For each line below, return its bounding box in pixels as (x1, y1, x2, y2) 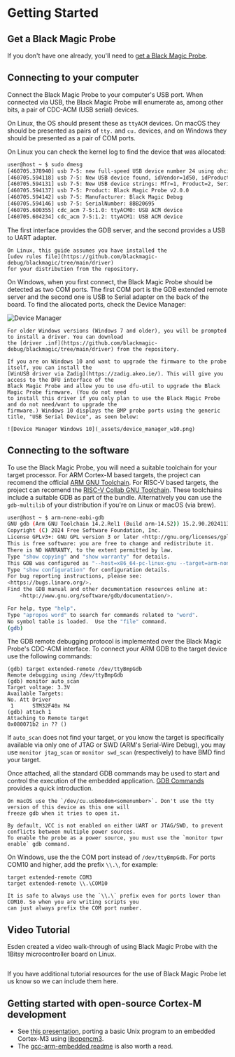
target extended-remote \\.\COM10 (7, 880, 108, 887)
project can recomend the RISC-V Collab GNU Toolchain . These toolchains (7, 486, 222, 494)
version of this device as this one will (7, 804, 130, 811)
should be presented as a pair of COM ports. (7, 133, 136, 142)
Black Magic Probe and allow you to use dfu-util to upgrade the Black (7, 383, 220, 390)
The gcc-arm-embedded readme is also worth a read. (17, 1042, 173, 1050)
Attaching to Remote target (7, 714, 90, 722)
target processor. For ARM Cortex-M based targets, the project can (7, 470, 201, 479)
